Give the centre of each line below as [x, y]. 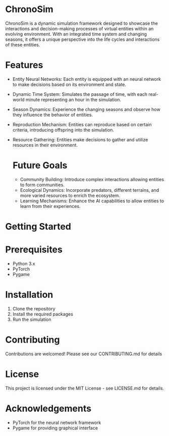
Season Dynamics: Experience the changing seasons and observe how [86, 109]
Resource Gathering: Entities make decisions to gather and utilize [80, 139]
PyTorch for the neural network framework [57, 422]
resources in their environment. [45, 145]
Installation [29, 295]
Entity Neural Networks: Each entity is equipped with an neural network [87, 79]
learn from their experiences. [50, 206]
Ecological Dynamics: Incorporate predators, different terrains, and [90, 190]
